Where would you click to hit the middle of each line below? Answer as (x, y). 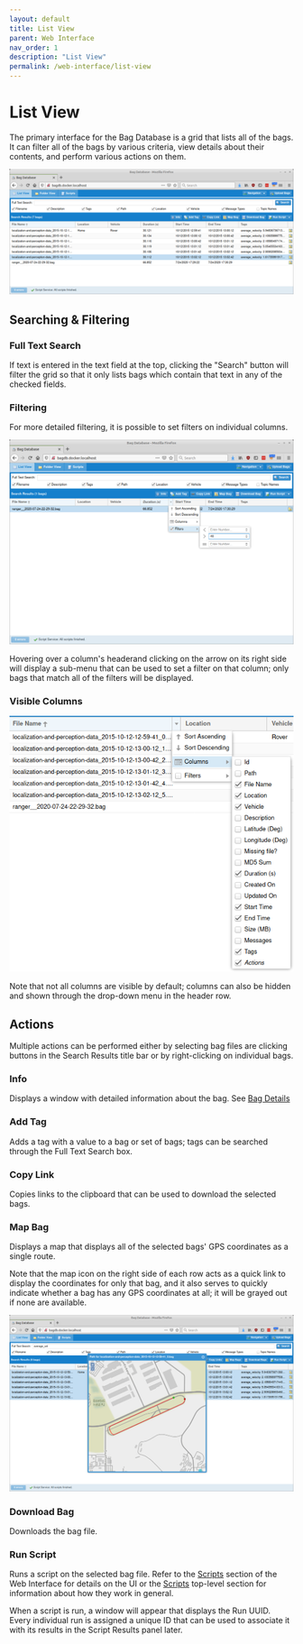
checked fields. (38, 384)
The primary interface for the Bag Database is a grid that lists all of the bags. (151, 137)
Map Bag (29, 1226)
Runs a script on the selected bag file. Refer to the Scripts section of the (143, 1575)
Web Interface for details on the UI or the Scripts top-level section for (138, 1584)
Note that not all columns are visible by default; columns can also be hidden (150, 987)
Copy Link (32, 1174)
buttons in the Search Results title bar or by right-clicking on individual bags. (151, 1055)
